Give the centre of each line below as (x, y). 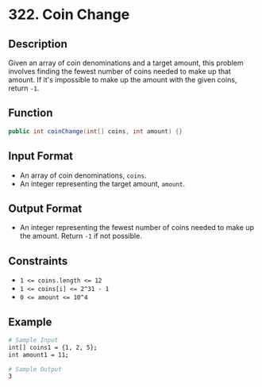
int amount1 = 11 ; (39, 354)
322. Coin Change (69, 15)
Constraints (38, 261)
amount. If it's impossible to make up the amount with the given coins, (123, 80)
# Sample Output (35, 369)
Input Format (41, 156)
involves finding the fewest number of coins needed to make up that (120, 71)
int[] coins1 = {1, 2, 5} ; (53, 347)
